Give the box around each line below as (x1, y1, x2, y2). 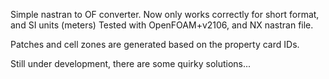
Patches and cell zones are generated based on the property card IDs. (10, 39, 300, 50)
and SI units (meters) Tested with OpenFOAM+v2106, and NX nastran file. (10, 19, 314, 31)
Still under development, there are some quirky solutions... (10, 58, 252, 69)
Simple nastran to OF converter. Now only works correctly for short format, (10, 9, 320, 20)
